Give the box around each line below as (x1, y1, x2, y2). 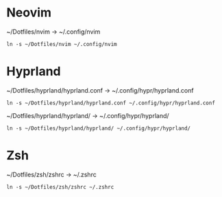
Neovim (6, 5, 52, 21)
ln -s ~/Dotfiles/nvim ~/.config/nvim (6, 40, 117, 47)
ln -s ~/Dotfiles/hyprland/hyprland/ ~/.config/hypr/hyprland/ (6, 125, 191, 132)
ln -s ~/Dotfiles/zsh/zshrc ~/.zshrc (6, 183, 114, 190)
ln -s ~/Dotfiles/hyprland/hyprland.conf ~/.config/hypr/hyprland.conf (6, 100, 215, 106)
